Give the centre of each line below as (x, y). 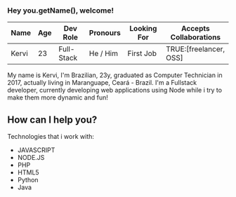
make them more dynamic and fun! (58, 97)
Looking (143, 29)
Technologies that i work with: (51, 137)
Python (28, 180)
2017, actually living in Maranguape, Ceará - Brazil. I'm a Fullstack (102, 83)
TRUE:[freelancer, (196, 49)
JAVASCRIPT (36, 150)
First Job (142, 53)
